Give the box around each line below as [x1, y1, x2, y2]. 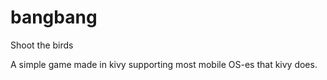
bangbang [10, 6, 98, 29]
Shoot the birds [10, 39, 74, 51]
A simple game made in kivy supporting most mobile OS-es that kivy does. [10, 58, 318, 70]
